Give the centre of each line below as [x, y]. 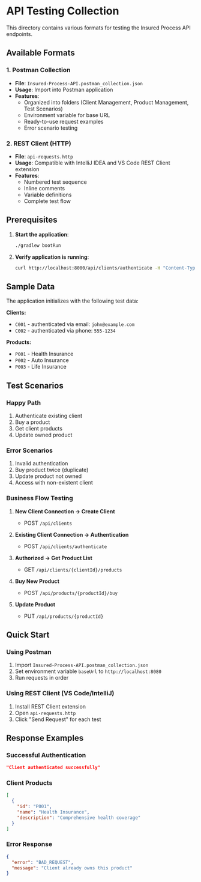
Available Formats [40, 53]
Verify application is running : [52, 257]
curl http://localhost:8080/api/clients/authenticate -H [88, 268]
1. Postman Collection [38, 70]
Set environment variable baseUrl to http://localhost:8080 [88, 671]
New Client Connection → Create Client [65, 511]
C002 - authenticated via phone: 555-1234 [65, 331]
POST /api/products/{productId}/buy [71, 593]
